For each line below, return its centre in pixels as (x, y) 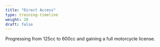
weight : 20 (17, 19)
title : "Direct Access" (31, 10)
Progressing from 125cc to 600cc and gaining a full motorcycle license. (80, 39)
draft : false (19, 24)
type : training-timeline (32, 15)
